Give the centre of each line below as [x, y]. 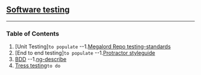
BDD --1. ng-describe [41, 60]
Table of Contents [33, 33]
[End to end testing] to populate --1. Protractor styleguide [85, 53]
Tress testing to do [38, 65]
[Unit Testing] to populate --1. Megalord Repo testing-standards [93, 46]
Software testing [38, 10]
